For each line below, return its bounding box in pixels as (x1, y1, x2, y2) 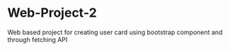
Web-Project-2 (7, 5, 97, 21)
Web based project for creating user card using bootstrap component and (7, 28, 223, 36)
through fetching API (7, 35, 68, 43)
